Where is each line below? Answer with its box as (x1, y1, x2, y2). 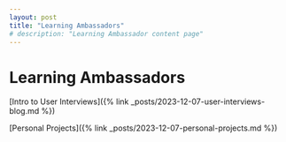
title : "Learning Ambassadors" (9, 21, 125, 30)
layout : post (9, 12, 58, 22)
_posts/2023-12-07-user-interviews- (130, 96, 266, 107)
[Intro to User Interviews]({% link (9, 96, 129, 107)
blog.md (9, 106, 40, 116)
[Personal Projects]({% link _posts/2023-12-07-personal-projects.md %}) (9, 123, 278, 133)
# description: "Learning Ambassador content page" (9, 29, 204, 38)
